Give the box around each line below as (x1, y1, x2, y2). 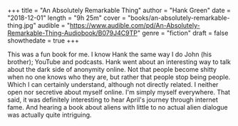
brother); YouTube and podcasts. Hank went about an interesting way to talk (7, 58, 232, 66)
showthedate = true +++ (7, 36, 80, 45)
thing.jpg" (7, 21, 37, 29)
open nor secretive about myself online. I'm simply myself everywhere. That (7, 88, 230, 96)
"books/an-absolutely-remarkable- (128, 14, 230, 22)
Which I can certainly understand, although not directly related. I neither (7, 80, 219, 88)
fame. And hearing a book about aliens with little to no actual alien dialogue (7, 103, 228, 111)
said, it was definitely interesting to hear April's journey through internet (7, 95, 219, 104)
